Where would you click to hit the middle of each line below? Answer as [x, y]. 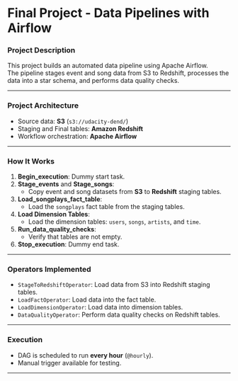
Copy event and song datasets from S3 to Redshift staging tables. [125, 192]
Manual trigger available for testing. [69, 363]
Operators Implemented [49, 269]
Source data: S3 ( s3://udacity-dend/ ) [73, 121]
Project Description [41, 50]
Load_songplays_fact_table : [60, 199]
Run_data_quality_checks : [57, 229]
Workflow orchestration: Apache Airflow [77, 136]
